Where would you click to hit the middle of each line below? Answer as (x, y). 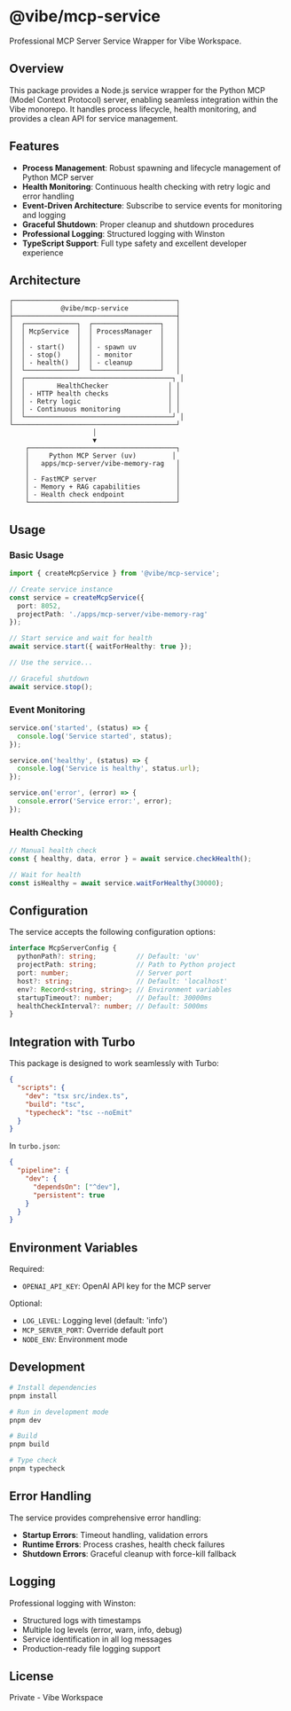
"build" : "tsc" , (55, 1104)
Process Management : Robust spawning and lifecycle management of (151, 168)
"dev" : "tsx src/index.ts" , (77, 1096)
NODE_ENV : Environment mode (75, 1339)
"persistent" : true (68, 1195)
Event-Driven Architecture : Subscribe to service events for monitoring (152, 205)
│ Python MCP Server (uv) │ (101, 456)
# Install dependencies (53, 1387)
